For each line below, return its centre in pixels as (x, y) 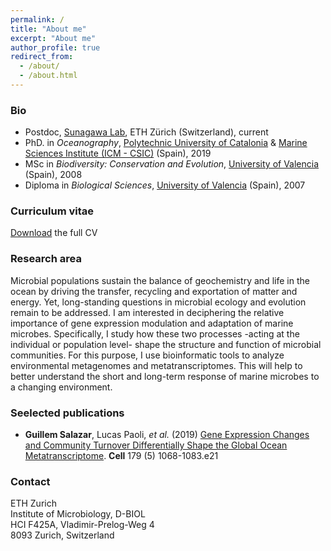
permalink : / (37, 19)
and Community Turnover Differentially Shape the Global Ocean (156, 445)
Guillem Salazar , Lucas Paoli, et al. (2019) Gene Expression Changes (167, 435)
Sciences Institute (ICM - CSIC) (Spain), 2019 (118, 153)
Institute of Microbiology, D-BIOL (78, 514)
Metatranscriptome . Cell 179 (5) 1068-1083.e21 (121, 456)
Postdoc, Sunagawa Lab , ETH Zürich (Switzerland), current (146, 132)
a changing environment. (61, 387)
